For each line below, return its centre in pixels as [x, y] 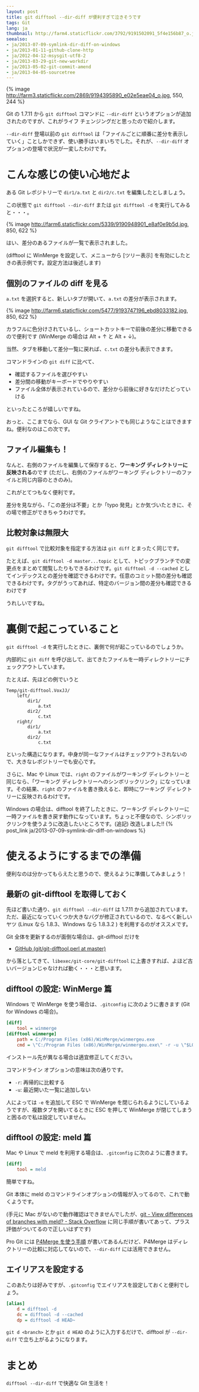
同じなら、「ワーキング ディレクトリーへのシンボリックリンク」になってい [96, 781]
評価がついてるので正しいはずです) [49, 1229]
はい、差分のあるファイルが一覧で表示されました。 [68, 243]
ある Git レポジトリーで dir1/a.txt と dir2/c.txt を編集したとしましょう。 [97, 193]
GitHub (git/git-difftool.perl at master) [60, 949]
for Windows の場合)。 [34, 1012]
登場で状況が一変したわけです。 [70, 149]
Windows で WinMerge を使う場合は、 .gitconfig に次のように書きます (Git [98, 1004]
